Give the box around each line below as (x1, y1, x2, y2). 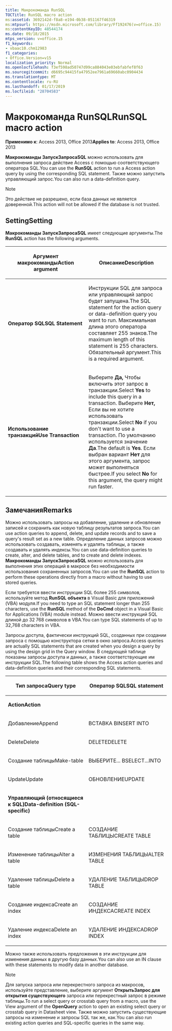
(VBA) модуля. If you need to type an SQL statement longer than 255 (5, 600, 150, 606)
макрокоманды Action (17, 259, 74, 266)
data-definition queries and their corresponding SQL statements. (5, 665, 142, 671)
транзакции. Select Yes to (89, 386, 151, 394)
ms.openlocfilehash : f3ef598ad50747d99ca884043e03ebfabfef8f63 (5, 65, 143, 70)
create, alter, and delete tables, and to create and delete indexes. (5, 552, 142, 558)
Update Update (8, 776, 44, 783)
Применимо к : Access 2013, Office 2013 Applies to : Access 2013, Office (5, 139, 160, 145)
